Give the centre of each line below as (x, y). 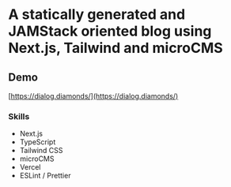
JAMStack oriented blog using (110, 31)
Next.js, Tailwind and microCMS (116, 48)
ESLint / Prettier (45, 176)
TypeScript (38, 142)
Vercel (30, 167)
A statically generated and (97, 15)
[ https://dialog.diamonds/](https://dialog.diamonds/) (93, 96)
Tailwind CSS (41, 151)
